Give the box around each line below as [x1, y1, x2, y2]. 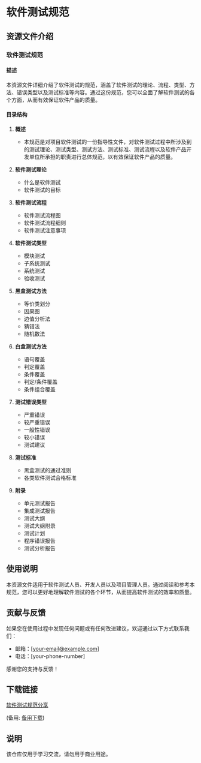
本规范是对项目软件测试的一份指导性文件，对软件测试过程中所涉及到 [23, 138, 192, 145]
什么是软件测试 [23, 178, 61, 186]
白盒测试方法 [14, 343, 47, 350]
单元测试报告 [23, 499, 56, 507]
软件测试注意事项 [23, 226, 66, 234]
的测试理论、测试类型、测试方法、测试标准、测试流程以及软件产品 [23, 145, 187, 153]
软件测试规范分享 [6, 701, 48, 708]
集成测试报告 [23, 507, 56, 514]
